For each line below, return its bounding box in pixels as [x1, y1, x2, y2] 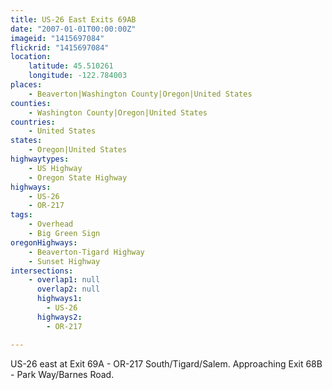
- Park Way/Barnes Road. [10, 368, 115, 380]
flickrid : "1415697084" [10, 42, 110, 53]
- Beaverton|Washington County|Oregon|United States [28, 89, 253, 99]
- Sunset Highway [28, 256, 101, 266]
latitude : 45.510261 [28, 61, 114, 71]
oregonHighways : [10, 237, 78, 248]
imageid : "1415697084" [10, 33, 105, 43]
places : [10, 80, 43, 90]
